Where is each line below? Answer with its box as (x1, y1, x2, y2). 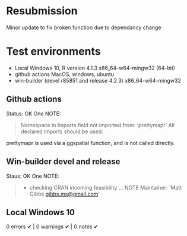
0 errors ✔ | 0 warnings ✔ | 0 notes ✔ (6, 223, 99, 230)
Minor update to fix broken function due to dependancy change (6, 24, 161, 31)
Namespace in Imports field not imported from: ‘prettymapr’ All (20, 121, 175, 128)
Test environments (6, 45, 101, 58)
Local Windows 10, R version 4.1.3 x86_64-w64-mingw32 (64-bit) (14, 64, 176, 71)
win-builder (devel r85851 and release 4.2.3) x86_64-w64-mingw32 (14, 77, 181, 84)
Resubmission (6, 4, 78, 18)
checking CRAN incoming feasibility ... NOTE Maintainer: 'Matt (29, 184, 182, 191)
